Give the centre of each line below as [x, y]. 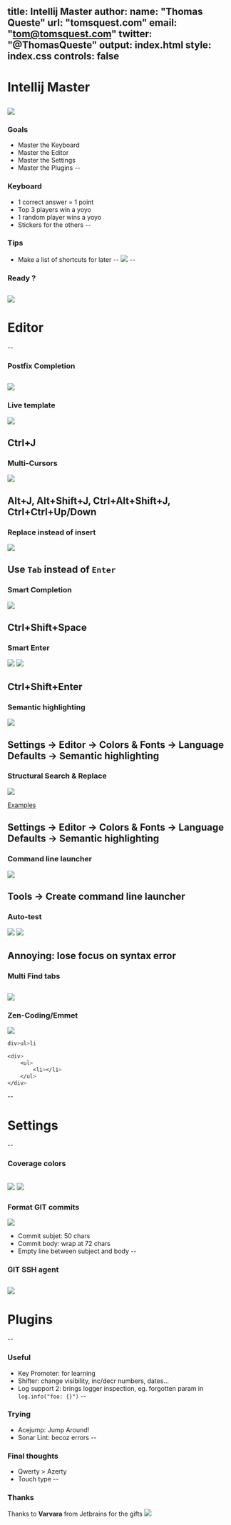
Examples [22, 805]
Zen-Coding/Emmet [43, 1015]
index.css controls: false [63, 56]
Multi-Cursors [33, 463]
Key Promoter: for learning [57, 1373]
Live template [31, 405]
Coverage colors [37, 1164]
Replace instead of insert [52, 532]
